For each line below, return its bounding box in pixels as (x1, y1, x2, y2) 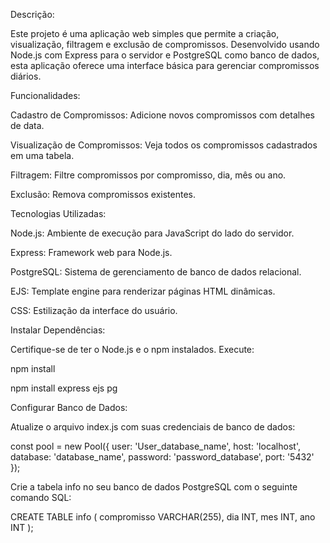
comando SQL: (10, 492, 72, 503)
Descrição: (10, 9, 55, 20)
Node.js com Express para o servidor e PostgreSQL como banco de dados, (10, 49, 320, 61)
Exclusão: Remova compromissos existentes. (10, 189, 196, 200)
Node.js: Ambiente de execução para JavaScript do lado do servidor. (10, 227, 295, 239)
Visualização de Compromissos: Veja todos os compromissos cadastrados (10, 139, 318, 151)
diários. (10, 70, 42, 82)
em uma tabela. (10, 150, 75, 161)
